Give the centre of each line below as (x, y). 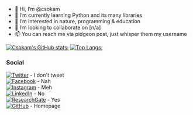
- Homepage (45, 106)
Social (15, 62)
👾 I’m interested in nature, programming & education (77, 21)
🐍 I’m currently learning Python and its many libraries (78, 15)
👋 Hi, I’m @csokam (37, 9)
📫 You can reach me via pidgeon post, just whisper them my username (101, 34)
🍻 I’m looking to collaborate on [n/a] (58, 27)
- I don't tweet (47, 75)
